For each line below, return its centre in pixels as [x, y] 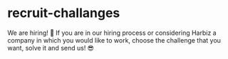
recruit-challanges [64, 13]
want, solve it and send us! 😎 [51, 48]
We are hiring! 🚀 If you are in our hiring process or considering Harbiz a [112, 33]
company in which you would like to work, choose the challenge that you [114, 40]
